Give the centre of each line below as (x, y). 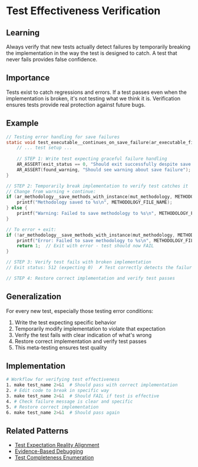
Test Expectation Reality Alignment (57, 445)
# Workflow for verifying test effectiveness (63, 380)
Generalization (34, 297)
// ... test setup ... (44, 148)
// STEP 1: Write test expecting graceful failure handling (92, 159)
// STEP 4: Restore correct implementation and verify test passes (91, 278)
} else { (17, 208)
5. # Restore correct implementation (52, 407)
